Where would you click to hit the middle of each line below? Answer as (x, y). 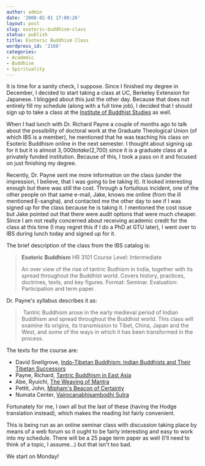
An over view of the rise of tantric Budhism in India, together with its (107, 269)
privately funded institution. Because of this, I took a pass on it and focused (102, 157)
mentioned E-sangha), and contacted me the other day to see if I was (94, 201)
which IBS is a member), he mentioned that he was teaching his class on (98, 137)
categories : (21, 52)
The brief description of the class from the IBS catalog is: (78, 246)
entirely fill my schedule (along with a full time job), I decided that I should (99, 106)
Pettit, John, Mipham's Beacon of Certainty (69, 388)
